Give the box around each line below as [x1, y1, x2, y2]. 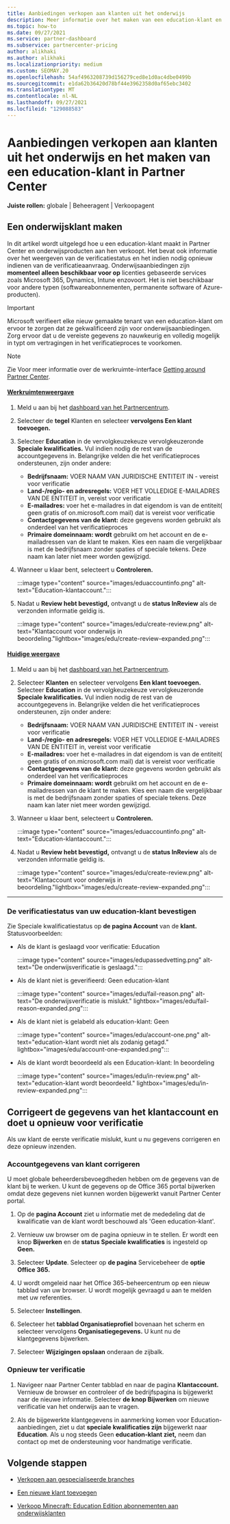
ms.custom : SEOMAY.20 [7, 67, 69, 74]
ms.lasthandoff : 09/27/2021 [7, 99, 88, 106]
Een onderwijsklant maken [7, 221, 123, 233]
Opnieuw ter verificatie [7, 1365, 86, 1375]
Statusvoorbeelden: [7, 929, 63, 938]
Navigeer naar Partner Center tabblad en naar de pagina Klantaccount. [16, 1380, 219, 1388]
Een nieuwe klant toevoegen [16, 1488, 97, 1497]
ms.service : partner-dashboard [7, 36, 97, 42]
